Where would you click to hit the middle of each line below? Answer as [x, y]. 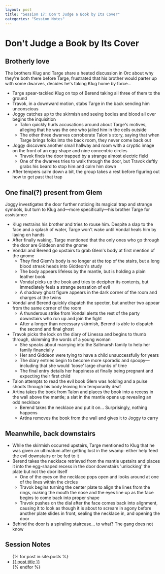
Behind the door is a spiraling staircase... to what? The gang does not [82, 524]
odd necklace [26, 403]
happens [29, 413]
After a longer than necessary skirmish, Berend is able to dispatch [86, 324]
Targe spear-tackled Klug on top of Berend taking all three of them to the [86, 93]
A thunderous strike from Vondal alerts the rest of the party [80, 313]
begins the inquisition [34, 119]
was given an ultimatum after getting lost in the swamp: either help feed [85, 451]
